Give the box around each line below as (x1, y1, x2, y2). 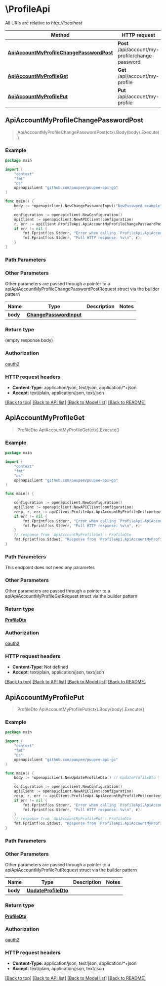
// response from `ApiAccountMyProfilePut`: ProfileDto (14, 816, 132, 821)
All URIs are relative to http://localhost (5, 20, 83, 26)
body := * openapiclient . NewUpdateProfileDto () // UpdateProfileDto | (14, 775, 161, 780)
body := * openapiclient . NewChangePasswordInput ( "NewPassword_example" (14, 204, 163, 209)
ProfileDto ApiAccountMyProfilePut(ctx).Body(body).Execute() (17, 706, 145, 713)
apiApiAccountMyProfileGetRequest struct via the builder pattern (5, 593, 137, 599)
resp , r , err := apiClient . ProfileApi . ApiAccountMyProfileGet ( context (14, 509, 163, 514)
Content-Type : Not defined (12, 664, 68, 670)
